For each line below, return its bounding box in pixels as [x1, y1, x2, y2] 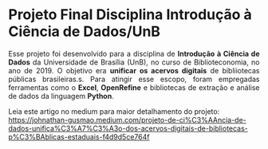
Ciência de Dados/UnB [8, 22, 161, 41]
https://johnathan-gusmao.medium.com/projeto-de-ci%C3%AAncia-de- [8, 115, 247, 124]
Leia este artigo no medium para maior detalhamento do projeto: [8, 106, 220, 116]
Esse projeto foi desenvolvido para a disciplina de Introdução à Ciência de [8, 49, 260, 58]
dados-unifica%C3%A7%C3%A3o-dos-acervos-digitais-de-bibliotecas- [8, 124, 249, 133]
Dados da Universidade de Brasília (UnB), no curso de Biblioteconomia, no [8, 57, 260, 67]
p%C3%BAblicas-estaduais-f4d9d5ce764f [8, 131, 150, 141]
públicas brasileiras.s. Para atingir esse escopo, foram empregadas [8, 74, 260, 84]
